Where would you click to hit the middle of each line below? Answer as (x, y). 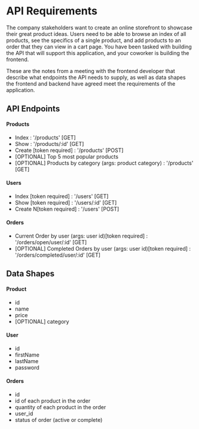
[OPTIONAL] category (42, 321)
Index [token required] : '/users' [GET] (62, 196)
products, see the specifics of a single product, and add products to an (94, 40)
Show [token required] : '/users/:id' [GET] (66, 202)
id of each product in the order (53, 401)
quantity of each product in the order (60, 407)
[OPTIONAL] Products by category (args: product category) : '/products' (104, 163)
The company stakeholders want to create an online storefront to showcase (99, 28)
